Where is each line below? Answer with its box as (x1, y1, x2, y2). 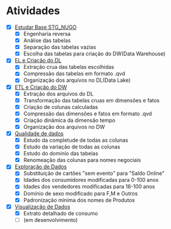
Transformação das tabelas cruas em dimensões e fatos (23, 97, 160, 104)
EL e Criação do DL (14, 57, 62, 64)
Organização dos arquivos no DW (23, 123, 105, 130)
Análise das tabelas (23, 37, 71, 44)
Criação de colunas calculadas (23, 103, 98, 110)
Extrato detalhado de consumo (23, 210, 98, 217)
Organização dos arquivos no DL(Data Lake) (23, 77, 131, 84)
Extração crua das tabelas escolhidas (23, 64, 115, 71)
